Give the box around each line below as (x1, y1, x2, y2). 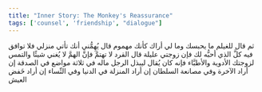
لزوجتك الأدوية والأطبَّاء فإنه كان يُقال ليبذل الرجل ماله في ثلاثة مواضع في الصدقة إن (8, 57, 254, 67)
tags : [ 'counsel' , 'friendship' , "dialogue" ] (8, 19, 162, 27)
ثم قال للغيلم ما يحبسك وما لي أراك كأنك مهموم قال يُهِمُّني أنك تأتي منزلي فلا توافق (8, 40, 255, 50)
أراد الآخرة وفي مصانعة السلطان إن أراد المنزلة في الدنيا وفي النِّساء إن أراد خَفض (8, 66, 248, 75)
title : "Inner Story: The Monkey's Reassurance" (8, 11, 173, 20)
